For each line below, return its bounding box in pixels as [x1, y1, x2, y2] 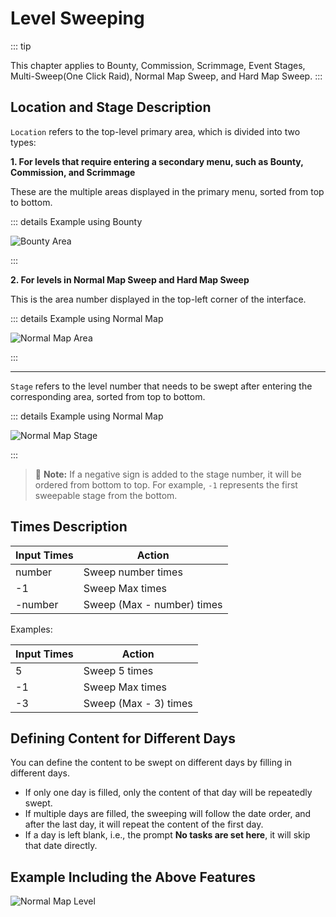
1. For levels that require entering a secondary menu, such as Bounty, [10, 155, 304, 167]
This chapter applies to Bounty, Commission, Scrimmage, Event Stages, [10, 59, 306, 71]
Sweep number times [83, 565, 183, 579]
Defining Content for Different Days [10, 730, 236, 747]
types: [10, 136, 37, 148]
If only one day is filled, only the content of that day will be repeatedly [24, 787, 313, 799]
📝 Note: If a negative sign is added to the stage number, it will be [34, 468, 302, 480]
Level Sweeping [10, 7, 145, 30]
